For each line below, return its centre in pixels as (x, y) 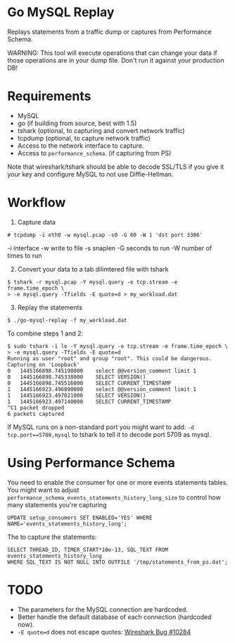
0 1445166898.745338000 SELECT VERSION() (77, 377)
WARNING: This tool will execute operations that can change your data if (112, 53)
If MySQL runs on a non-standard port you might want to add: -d (101, 427)
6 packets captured (36, 414)
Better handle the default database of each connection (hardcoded (115, 617)
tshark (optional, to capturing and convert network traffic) (101, 130)
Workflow (37, 203)
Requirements (49, 96)
